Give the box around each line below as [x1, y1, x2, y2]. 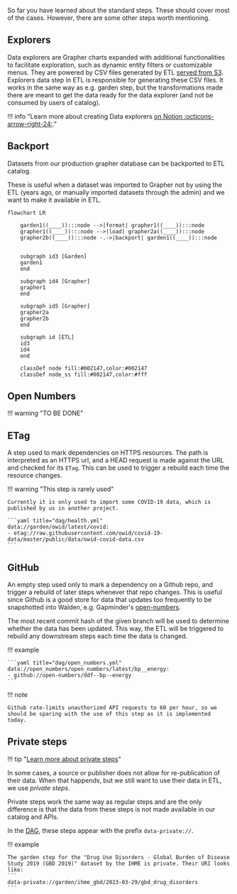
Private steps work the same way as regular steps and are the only [7, 797, 202, 806]
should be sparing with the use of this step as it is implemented [7, 711, 211, 718]
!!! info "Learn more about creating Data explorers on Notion [7, 112, 183, 120]
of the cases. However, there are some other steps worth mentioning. [7, 14, 211, 22]
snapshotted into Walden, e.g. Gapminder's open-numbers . [7, 603, 181, 612]
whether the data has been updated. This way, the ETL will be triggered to [7, 625, 224, 633]
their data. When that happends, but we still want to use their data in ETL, [7, 776, 222, 785]
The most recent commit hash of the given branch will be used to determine [7, 617, 229, 625]
